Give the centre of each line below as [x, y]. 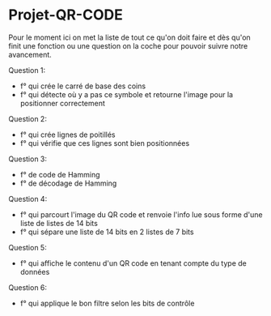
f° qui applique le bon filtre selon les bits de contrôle [107, 303]
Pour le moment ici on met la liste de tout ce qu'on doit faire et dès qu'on [129, 37]
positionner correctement [62, 103]
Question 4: [28, 199]
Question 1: [27, 70]
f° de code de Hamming [60, 174]
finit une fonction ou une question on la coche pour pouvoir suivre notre [128, 45]
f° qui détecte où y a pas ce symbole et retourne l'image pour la [126, 94]
